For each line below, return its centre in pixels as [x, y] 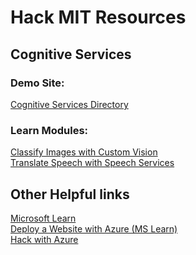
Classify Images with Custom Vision [84, 152]
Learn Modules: [49, 130]
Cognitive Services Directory [69, 104]
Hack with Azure [44, 239]
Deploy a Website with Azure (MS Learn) [94, 228]
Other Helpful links [70, 194]
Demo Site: [37, 83]
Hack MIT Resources [98, 17]
